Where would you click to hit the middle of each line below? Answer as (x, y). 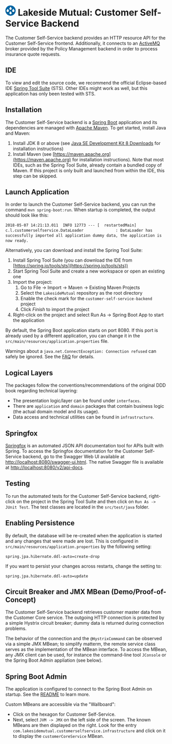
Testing (18, 484)
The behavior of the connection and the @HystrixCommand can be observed (84, 639)
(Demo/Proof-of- (139, 592)
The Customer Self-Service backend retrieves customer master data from (83, 612)
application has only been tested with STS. (51, 94)
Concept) (21, 600)
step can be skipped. (35, 176)
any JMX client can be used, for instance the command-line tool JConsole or (86, 655)
